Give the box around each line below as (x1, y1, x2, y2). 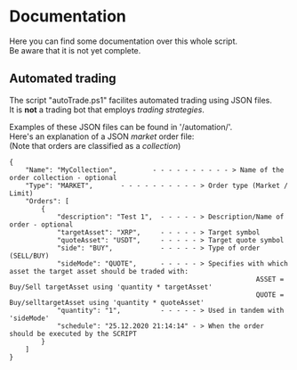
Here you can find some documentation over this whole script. (9, 36, 238, 46)
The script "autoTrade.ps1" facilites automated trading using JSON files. (9, 95, 273, 105)
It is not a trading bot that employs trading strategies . (9, 104, 205, 115)
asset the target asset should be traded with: (9, 267, 189, 275)
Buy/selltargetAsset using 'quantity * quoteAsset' (9, 298, 205, 307)
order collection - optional (9, 173, 117, 182)
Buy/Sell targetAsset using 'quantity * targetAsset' (9, 283, 213, 292)
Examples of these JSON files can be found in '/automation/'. (9, 121, 233, 132)
